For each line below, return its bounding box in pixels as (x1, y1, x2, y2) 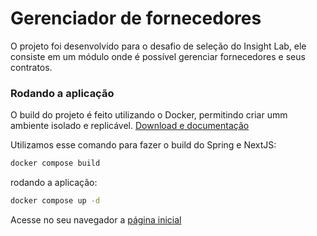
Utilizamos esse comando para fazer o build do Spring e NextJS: (10, 139, 277, 151)
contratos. (10, 61, 53, 73)
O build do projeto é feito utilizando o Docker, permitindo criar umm (10, 109, 288, 121)
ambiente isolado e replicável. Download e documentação (10, 120, 250, 132)
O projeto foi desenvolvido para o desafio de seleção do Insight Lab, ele (10, 40, 307, 52)
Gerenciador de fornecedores (10, 7, 262, 30)
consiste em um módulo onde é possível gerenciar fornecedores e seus (10, 50, 306, 62)
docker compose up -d (10, 196, 101, 206)
